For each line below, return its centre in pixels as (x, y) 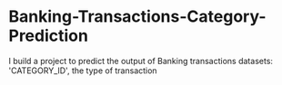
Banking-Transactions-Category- (137, 17)
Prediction (48, 36)
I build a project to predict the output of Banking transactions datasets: (141, 61)
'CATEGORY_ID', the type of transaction (83, 71)
